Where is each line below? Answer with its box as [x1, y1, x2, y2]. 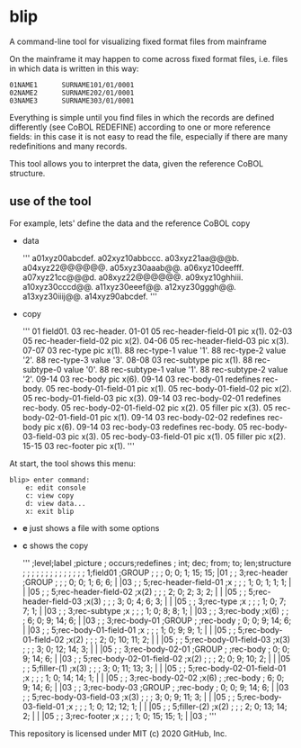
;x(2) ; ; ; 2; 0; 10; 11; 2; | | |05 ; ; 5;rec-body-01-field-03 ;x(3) [66, 634, 290, 644]
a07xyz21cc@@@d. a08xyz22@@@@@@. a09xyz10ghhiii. [22, 272, 243, 283]
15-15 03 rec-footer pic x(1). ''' [22, 440, 135, 451]
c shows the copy [22, 540, 89, 551]
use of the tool [9, 194, 92, 209]
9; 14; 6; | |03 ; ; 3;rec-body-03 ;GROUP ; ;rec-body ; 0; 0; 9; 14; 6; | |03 [22, 681, 289, 692]
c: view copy [25, 491, 75, 500]
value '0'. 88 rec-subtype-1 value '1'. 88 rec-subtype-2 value [63, 364, 288, 374]
